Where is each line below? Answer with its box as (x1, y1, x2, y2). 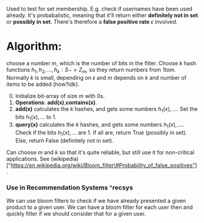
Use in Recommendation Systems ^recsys (6, 183, 133, 191)
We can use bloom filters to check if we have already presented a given (6, 197, 186, 205)
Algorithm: (6, 40, 62, 54)
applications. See (6, 155, 50, 162)
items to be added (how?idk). (6, 80, 80, 88)
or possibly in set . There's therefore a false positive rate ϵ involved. (6, 18, 178, 25)
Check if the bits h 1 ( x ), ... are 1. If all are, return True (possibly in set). (15, 129, 188, 138)
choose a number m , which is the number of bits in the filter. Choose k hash (6, 59, 197, 66)
